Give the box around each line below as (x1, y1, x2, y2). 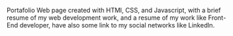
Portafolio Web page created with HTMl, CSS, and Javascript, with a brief (6, 6, 221, 14)
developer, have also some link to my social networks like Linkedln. (19, 21, 215, 29)
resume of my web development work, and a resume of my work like (6, 13, 207, 22)
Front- (208, 13, 227, 22)
